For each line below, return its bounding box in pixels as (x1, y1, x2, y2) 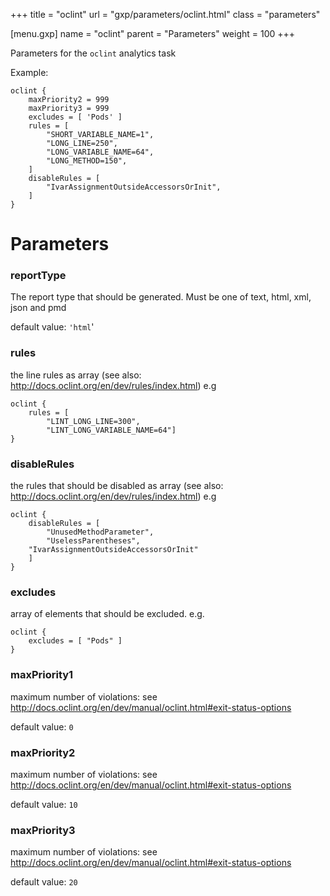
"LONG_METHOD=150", (46, 156, 128, 166)
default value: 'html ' (10, 321, 95, 333)
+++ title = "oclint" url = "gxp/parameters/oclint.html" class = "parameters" (10, 9, 321, 20)
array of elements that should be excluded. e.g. (10, 608, 205, 620)
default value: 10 (10, 798, 78, 810)
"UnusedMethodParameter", (46, 527, 155, 538)
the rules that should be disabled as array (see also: (10, 480, 224, 492)
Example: (10, 67, 49, 78)
